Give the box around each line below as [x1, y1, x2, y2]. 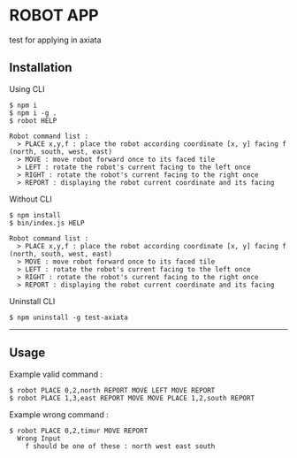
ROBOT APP [9, 5, 99, 26]
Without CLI [9, 194, 53, 204]
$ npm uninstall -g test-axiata [9, 313, 128, 322]
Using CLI [9, 83, 45, 94]
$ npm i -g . [9, 108, 57, 118]
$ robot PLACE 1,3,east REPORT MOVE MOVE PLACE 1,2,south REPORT [9, 393, 255, 402]
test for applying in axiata [9, 34, 102, 45]
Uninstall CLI [9, 295, 56, 306]
